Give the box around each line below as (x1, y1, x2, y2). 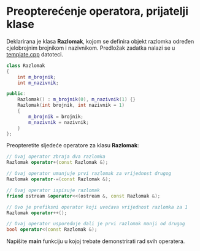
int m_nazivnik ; (17, 80, 60, 86)
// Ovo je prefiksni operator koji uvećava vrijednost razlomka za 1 (6, 204, 188, 210)
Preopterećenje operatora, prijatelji (6, 4, 189, 18)
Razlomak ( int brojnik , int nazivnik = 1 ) (17, 102, 125, 109)
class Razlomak (6, 63, 45, 69)
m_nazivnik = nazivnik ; (28, 119, 89, 125)
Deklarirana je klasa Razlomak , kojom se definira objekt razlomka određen (6, 37, 194, 45)
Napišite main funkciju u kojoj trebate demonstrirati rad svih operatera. (6, 237, 185, 245)
